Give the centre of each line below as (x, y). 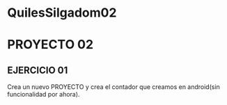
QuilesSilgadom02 (62, 13)
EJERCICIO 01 (38, 70)
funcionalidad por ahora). (44, 95)
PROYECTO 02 (50, 45)
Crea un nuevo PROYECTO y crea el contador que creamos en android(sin (114, 87)
